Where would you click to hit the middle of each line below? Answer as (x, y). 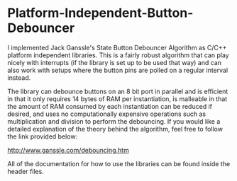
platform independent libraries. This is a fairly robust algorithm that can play (118, 55)
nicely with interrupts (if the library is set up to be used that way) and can (115, 62)
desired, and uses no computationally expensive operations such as (107, 114)
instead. (19, 77)
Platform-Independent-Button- (100, 13)
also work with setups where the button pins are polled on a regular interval (118, 70)
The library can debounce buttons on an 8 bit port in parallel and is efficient (118, 91)
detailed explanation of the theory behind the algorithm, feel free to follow (115, 129)
